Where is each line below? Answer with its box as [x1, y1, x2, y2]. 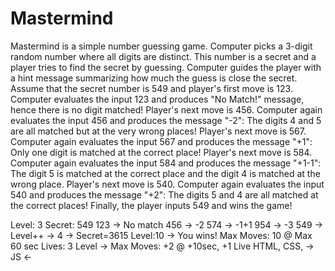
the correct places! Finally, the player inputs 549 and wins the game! [10, 199, 293, 211]
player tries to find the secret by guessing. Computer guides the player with [10, 61, 322, 73]
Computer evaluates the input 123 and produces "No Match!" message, [10, 93, 305, 105]
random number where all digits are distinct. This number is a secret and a [10, 50, 317, 62]
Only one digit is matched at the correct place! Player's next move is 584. [10, 146, 313, 158]
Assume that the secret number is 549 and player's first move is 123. [10, 82, 293, 94]
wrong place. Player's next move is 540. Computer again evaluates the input [10, 178, 325, 190]
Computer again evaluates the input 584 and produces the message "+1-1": [10, 157, 322, 169]
